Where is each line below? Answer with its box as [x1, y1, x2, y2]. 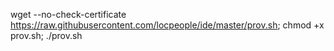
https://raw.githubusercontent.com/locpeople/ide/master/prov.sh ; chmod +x [10, 19, 325, 31]
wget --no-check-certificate [10, 9, 127, 20]
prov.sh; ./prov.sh [10, 30, 83, 41]
